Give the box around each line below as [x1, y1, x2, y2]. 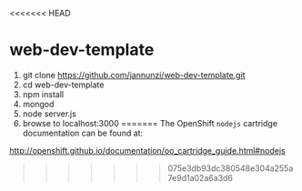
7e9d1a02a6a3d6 [167, 172, 234, 183]
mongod [22, 98, 55, 109]
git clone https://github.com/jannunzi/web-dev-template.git [22, 69, 246, 80]
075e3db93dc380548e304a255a [167, 163, 294, 174]
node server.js [22, 108, 77, 119]
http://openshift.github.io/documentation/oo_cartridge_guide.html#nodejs [9, 145, 286, 156]
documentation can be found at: [22, 127, 144, 138]
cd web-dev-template [22, 79, 105, 90]
